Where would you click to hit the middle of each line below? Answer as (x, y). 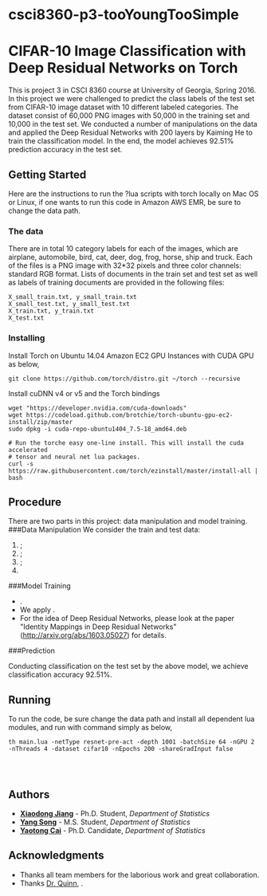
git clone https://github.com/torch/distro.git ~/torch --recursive (124, 379)
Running (30, 700)
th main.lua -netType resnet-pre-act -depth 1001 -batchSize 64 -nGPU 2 (132, 742)
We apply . (37, 610)
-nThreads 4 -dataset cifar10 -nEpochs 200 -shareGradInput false (121, 749)
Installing (27, 338)
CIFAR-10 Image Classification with (127, 51)
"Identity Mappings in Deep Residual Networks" (98, 627)
